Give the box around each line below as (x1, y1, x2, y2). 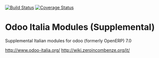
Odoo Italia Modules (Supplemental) (5, 22, 155, 33)
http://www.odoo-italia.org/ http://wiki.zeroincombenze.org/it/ (5, 47, 130, 53)
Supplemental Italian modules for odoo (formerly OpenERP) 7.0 (5, 38, 132, 43)
